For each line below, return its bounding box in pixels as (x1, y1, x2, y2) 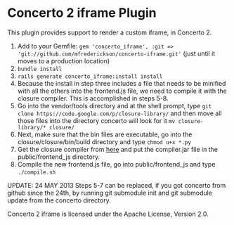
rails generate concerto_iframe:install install (17, 72, 163, 80)
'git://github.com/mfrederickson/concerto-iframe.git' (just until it (17, 49, 216, 58)
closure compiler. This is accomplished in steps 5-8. (17, 94, 169, 103)
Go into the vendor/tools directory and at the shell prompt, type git (17, 101, 212, 110)
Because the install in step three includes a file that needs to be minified (17, 79, 226, 87)
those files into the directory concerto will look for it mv (17, 116, 176, 124)
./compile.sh (17, 169, 56, 176)
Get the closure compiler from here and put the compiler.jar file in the (17, 145, 218, 153)
